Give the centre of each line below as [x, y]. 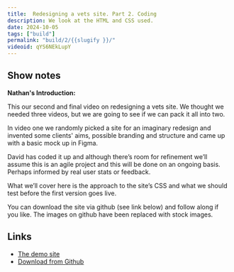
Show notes [34, 76]
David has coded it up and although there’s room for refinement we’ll [107, 156]
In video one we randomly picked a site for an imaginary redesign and [109, 128]
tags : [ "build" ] [31, 34]
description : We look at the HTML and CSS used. [80, 21]
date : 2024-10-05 [33, 27]
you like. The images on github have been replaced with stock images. [110, 214]
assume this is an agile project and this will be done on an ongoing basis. [114, 164]
